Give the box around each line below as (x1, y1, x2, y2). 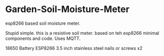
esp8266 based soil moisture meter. (5, 20, 80, 26)
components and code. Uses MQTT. (5, 35, 81, 41)
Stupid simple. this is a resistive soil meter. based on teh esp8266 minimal (5, 30, 159, 36)
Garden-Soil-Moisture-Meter (5, 4, 130, 15)
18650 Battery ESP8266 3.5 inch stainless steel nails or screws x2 (5, 45, 143, 51)
